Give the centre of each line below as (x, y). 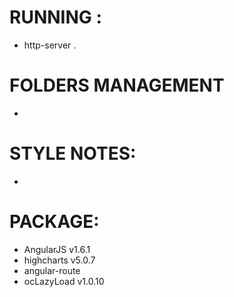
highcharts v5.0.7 (59, 260)
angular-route (52, 270)
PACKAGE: (54, 222)
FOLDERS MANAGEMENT (117, 85)
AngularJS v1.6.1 (57, 249)
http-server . (50, 45)
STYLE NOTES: (73, 153)
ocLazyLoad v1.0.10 (64, 281)
